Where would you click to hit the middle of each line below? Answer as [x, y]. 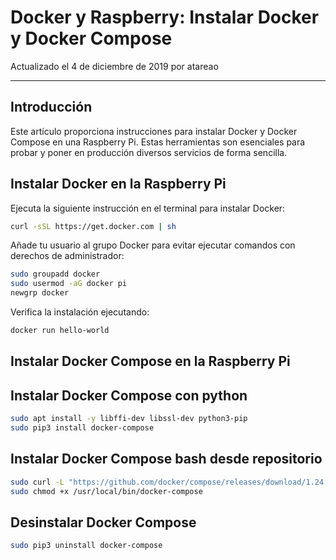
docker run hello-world [60, 331]
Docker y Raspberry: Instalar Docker [165, 17]
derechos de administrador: [67, 256]
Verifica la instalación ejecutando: [80, 312]
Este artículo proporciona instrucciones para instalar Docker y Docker [154, 131]
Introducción [51, 107]
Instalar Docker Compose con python [129, 395]
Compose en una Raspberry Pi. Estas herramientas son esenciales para [158, 142]
